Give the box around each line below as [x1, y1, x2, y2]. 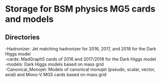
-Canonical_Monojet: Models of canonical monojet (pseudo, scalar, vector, [5, 66, 156, 72]
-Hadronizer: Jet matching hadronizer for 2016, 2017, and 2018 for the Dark [5, 46, 157, 51]
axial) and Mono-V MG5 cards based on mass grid [5, 72, 107, 77]
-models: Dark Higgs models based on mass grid [5, 62, 104, 67]
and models [5, 14, 54, 25]
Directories [5, 33, 40, 41]
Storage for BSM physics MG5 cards [5, 3, 156, 15]
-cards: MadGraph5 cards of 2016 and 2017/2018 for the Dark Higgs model [5, 56, 157, 62]
